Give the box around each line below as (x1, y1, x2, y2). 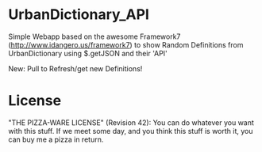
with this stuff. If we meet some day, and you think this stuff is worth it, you (8, 126, 253, 135)
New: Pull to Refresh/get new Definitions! (8, 63, 143, 73)
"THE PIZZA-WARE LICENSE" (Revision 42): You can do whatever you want (8, 117, 254, 127)
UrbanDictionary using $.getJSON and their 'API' (8, 48, 168, 58)
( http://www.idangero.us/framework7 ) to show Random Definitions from (8, 40, 244, 49)
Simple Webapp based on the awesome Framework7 (8, 32, 181, 41)
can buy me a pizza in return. (8, 135, 104, 144)
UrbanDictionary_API (8, 6, 149, 24)
